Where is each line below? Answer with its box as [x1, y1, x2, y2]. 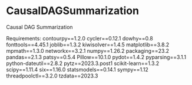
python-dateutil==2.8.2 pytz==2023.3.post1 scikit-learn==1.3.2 [6, 60, 160, 67]
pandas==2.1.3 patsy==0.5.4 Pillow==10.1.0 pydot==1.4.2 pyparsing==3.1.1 [6, 53, 187, 60]
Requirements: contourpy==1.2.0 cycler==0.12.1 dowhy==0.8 [6, 35, 153, 42]
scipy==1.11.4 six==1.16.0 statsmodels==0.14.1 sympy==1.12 [6, 66, 149, 73]
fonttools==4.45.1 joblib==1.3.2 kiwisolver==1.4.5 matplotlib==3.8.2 [6, 41, 170, 48]
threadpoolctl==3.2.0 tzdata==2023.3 [6, 72, 98, 79]
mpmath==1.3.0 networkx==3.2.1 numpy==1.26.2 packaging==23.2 [6, 47, 170, 54]
